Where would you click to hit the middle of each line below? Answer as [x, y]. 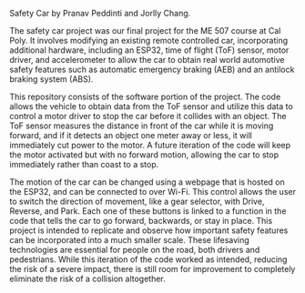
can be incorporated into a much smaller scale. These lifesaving [130, 240]
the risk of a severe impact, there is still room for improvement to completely [152, 269]
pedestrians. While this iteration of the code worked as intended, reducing [148, 259]
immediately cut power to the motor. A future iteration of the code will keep [150, 145]
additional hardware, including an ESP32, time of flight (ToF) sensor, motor [149, 50]
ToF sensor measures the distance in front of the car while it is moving [142, 126]
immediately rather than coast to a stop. [84, 164]
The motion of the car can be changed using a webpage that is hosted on [147, 182]
